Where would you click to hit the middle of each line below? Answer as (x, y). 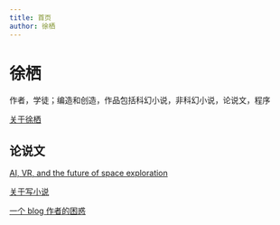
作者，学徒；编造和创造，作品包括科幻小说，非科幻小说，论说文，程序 (140, 100)
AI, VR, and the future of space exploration (89, 173)
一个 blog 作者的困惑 (47, 211)
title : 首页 (30, 18)
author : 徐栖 (33, 26)
